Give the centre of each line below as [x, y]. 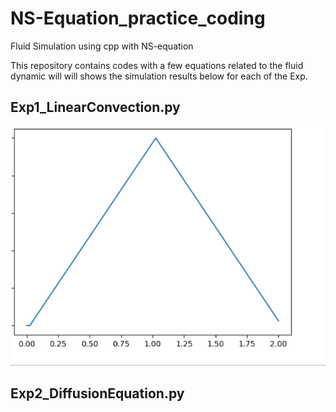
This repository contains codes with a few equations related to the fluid [157, 65]
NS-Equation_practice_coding [138, 18]
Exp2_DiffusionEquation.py [97, 393]
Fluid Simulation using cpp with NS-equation [102, 46]
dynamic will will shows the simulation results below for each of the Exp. [159, 76]
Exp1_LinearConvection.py [95, 107]
